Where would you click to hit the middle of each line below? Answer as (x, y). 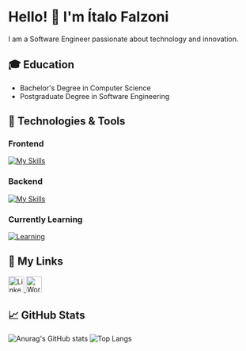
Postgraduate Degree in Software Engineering (95, 96)
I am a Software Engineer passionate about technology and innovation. (123, 39)
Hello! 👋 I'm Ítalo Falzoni (89, 17)
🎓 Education (42, 65)
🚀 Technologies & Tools (67, 122)
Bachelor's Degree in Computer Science (85, 88)
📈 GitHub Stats (47, 316)
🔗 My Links (36, 261)
